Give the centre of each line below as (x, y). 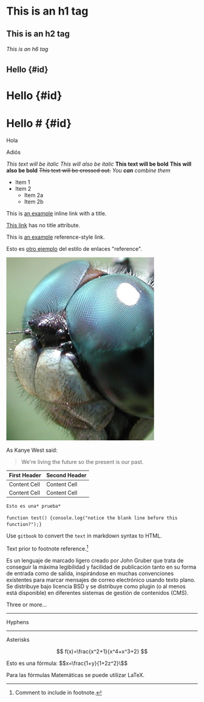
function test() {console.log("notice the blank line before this (92, 518)
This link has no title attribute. (43, 225)
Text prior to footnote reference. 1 (47, 548)
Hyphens (18, 622)
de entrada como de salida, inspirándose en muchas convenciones (90, 574)
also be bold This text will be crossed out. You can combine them (89, 170)
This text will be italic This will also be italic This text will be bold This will (99, 164)
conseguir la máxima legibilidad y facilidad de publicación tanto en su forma (101, 567)
